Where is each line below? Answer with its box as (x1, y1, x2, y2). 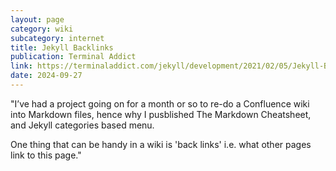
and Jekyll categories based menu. (10, 119, 155, 131)
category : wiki (10, 24, 74, 34)
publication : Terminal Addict (10, 52, 137, 62)
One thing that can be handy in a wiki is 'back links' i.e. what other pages (10, 138, 312, 150)
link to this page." (10, 149, 82, 161)
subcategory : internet (10, 33, 105, 43)
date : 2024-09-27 (10, 71, 83, 81)
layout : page (10, 14, 65, 25)
